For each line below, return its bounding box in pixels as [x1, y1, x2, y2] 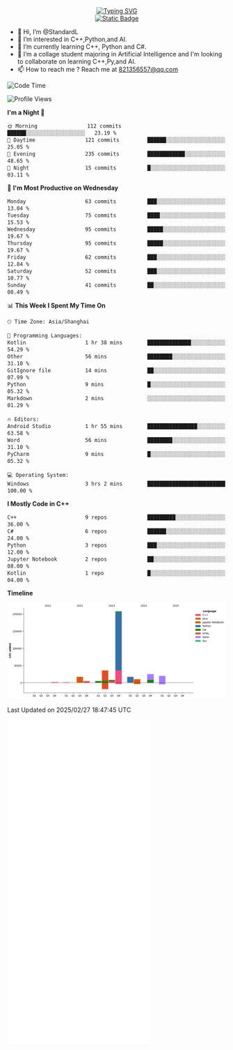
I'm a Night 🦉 [7, 108, 45, 116]
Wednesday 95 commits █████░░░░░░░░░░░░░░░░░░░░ [7, 226, 226, 233]
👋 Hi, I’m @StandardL [17, 28, 79, 36]
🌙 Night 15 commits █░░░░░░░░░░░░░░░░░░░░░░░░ [7, 165, 226, 172]
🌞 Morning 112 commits [7, 123, 122, 130]
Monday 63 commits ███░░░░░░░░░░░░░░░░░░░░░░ [7, 198, 226, 205]
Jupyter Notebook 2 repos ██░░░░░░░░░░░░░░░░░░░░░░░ [7, 556, 226, 563]
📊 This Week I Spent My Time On [7, 301, 106, 310]
